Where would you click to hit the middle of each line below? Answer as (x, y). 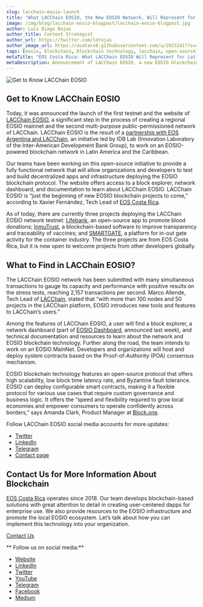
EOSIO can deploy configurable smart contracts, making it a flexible (91, 387)
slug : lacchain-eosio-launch (43, 12)
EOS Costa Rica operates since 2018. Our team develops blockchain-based (100, 498)
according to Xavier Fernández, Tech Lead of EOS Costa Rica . (83, 202)
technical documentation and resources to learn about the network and (95, 336)
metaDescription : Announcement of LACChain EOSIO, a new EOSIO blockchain (102, 62)
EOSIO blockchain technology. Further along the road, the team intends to (98, 343)
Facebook (27, 591)
